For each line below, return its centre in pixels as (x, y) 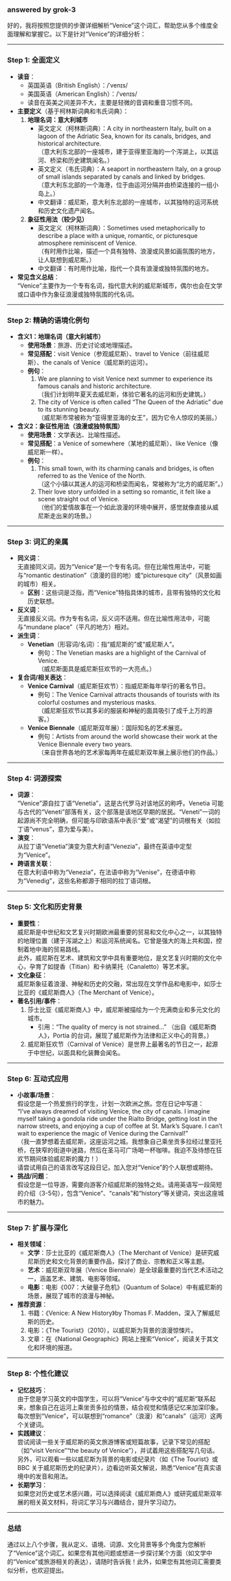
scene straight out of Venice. (78, 499)
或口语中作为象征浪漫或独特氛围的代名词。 (77, 294)
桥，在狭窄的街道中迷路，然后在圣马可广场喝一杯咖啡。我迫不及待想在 (117, 1150)
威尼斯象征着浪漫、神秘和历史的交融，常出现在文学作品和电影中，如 (113, 983)
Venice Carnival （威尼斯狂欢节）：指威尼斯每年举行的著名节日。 (118, 686)
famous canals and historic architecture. (95, 386)
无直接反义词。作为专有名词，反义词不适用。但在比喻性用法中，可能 (113, 618)
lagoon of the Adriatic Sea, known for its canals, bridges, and (124, 136)
